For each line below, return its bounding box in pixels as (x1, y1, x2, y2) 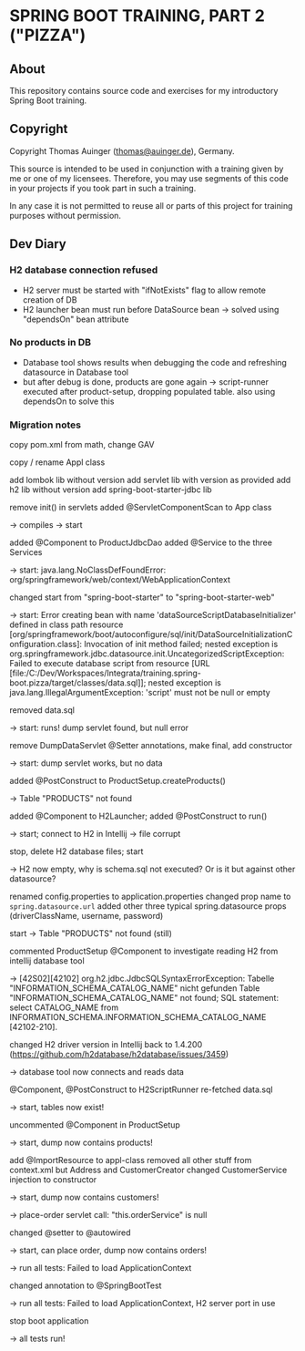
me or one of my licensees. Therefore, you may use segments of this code (9, 172, 289, 183)
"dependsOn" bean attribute (22, 314, 129, 325)
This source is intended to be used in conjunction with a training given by (9, 163, 284, 174)
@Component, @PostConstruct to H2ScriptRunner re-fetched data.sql (9, 1084, 273, 1095)
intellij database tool (9, 955, 85, 966)
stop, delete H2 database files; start (9, 846, 144, 857)
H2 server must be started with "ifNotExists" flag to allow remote (22, 284, 267, 295)
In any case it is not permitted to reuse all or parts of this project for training (9, 200, 293, 211)
